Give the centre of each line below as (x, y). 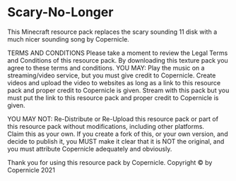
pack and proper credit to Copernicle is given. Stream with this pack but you (118, 90)
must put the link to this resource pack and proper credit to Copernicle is (113, 98)
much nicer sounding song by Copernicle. (68, 39)
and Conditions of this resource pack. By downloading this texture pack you (118, 60)
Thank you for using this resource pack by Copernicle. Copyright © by (110, 162)
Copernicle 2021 (31, 170)
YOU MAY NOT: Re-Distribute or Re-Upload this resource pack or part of (113, 119)
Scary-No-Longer (60, 12)
